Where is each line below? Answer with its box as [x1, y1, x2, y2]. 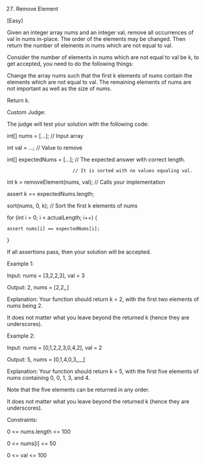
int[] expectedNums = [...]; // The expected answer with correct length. [7, 156, 185, 163]
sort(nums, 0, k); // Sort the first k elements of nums [7, 202, 138, 209]
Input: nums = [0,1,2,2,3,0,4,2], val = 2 [7, 344, 103, 351]
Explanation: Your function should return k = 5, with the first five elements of [7, 368, 199, 375]
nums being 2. [7, 302, 43, 309]
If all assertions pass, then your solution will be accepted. [7, 248, 151, 255]
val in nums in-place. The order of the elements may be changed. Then [7, 35, 186, 42]
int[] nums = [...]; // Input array [7, 132, 84, 139]
